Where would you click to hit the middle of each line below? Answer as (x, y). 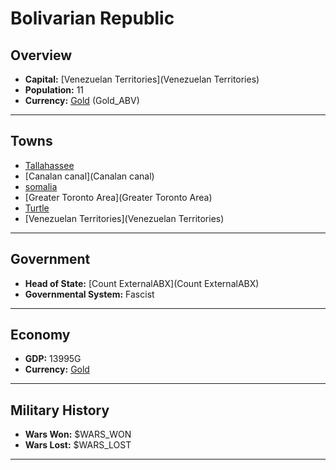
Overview (41, 55)
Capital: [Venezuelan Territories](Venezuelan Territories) (142, 79)
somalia (41, 186)
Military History (60, 410)
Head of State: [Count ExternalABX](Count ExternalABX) (142, 283)
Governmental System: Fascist (89, 294)
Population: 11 (54, 90)
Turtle (37, 208)
